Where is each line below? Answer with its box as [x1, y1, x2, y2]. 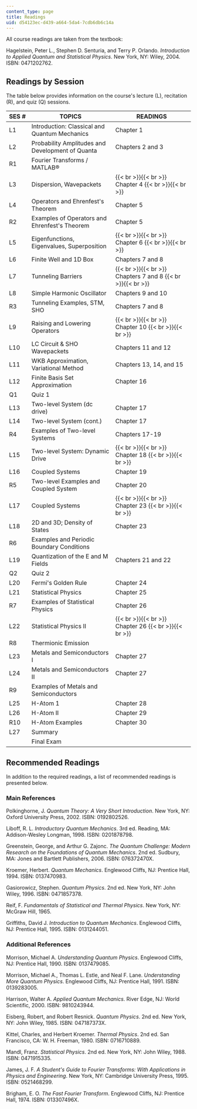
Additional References [6, 940, 72, 948]
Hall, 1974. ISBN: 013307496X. [6, 1096, 79, 1103]
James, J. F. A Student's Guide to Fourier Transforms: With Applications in [6, 1065, 186, 1073]
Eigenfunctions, [31, 235, 75, 243]
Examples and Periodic [31, 536, 95, 544]
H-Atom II [31, 709, 59, 717]
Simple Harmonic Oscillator [31, 289, 107, 298]
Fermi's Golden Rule [31, 579, 87, 587]
